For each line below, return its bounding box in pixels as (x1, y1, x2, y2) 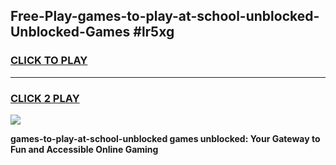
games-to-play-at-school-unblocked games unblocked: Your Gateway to (10, 132, 321, 144)
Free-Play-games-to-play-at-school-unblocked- (10, 8, 320, 25)
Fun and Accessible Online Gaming (10, 143, 159, 155)
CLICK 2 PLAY (10, 91, 80, 105)
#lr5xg (133, 24, 175, 41)
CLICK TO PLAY (10, 54, 88, 68)
